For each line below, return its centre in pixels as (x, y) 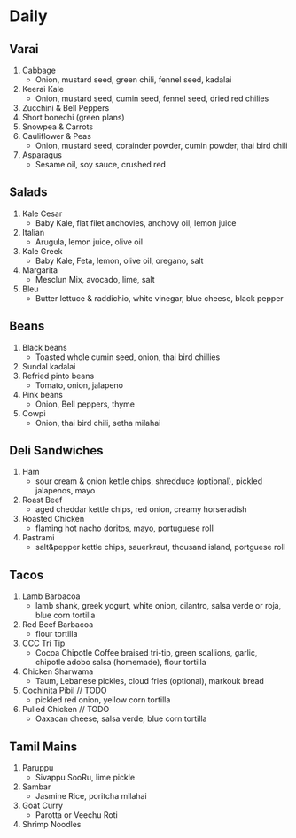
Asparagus (42, 155)
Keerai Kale (43, 89)
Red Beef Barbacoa (58, 625)
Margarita (40, 270)
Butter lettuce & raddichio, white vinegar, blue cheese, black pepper (159, 298)
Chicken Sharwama (58, 671)
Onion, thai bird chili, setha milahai (98, 423)
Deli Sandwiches (56, 450)
